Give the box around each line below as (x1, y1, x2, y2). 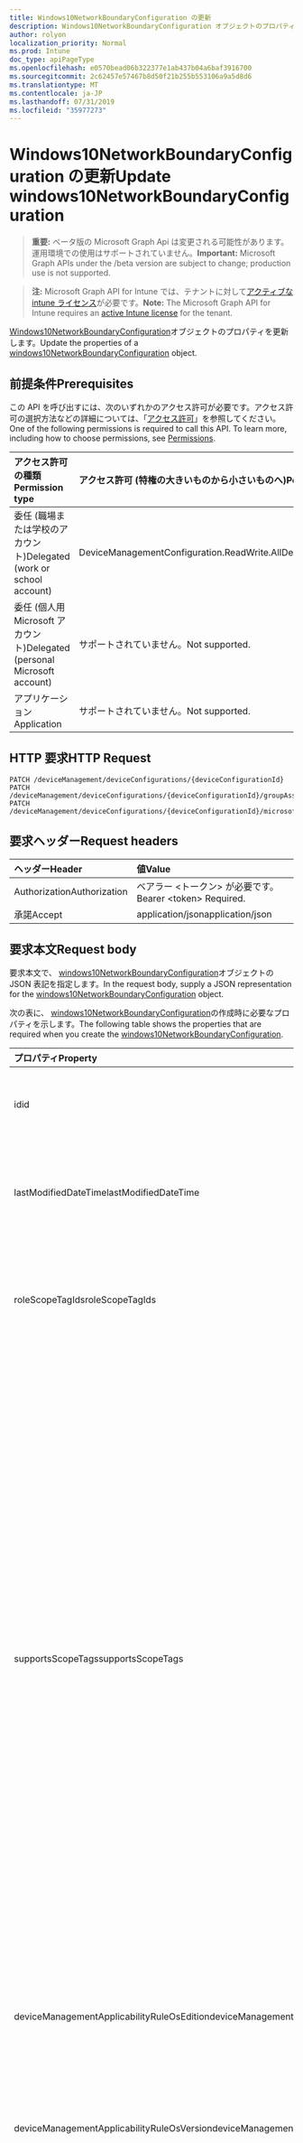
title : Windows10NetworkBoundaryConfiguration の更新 (9, 13, 212, 23)
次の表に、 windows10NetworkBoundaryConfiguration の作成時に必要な (9, 1008, 274, 1019)
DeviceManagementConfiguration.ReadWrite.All (78, 546, 282, 558)
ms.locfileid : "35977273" (9, 106, 106, 115)
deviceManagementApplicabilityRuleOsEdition (14, 2010, 210, 2023)
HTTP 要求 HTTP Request (9, 750, 151, 766)
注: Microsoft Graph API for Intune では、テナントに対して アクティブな (31, 286, 294, 297)
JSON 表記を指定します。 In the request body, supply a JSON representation (9, 979, 292, 990)
